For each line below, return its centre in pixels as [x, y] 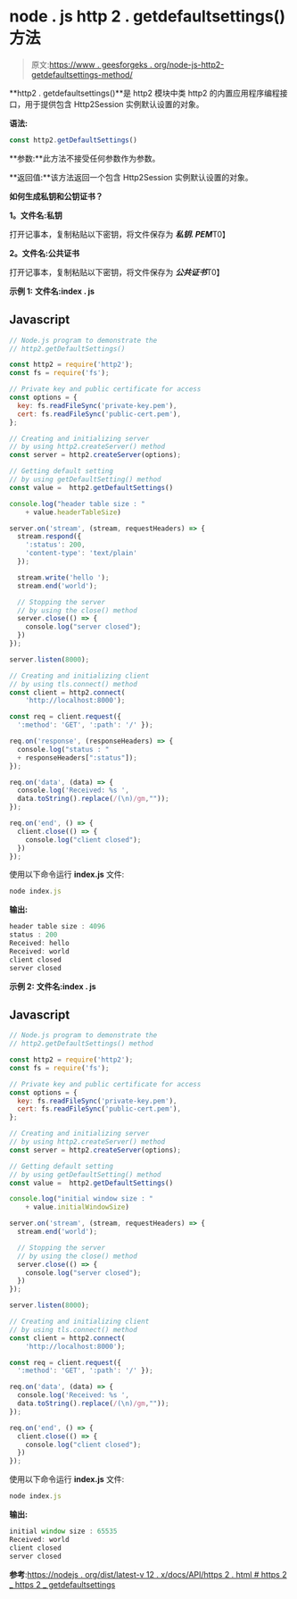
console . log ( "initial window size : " [81, 1199]
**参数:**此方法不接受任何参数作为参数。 [85, 158]
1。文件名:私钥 [36, 215]
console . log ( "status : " [63, 749]
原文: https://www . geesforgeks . [91, 64]
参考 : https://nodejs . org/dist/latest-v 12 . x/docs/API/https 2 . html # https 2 [148, 1574]
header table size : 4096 [57, 927]
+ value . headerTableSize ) [74, 512]
